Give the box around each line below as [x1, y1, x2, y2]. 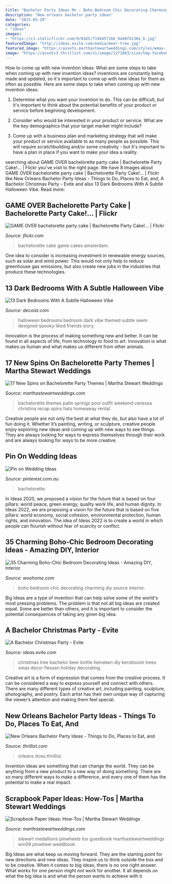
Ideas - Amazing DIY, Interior [5, 546, 99, 554]
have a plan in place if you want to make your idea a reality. [12, 149, 138, 155]
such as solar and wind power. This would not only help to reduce [5, 258, 144, 264]
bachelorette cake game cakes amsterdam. [17, 242, 109, 249]
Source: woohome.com [5, 574, 55, 581]
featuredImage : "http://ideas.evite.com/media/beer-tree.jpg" [5, 41, 141, 46]
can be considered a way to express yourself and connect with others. [5, 680, 154, 686]
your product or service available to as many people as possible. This [12, 138, 160, 144]
